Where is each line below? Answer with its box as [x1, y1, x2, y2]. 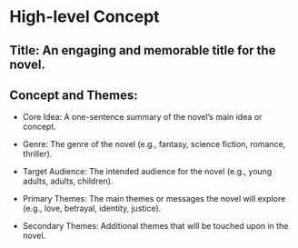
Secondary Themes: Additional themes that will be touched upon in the [22, 221, 289, 232]
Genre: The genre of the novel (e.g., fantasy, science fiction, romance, [22, 139, 286, 150]
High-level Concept [9, 6, 161, 27]
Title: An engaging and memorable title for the [9, 43, 276, 58]
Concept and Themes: [9, 87, 138, 103]
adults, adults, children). [22, 175, 114, 187]
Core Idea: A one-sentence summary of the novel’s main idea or [22, 112, 263, 123]
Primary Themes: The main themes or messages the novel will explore [22, 193, 286, 204]
